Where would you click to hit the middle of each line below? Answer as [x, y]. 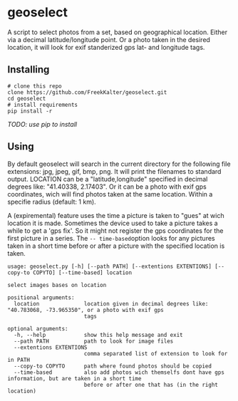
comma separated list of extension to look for [156, 353]
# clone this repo [35, 86]
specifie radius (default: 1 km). [52, 202]
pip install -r [30, 111]
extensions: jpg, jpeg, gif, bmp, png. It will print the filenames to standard [114, 171]
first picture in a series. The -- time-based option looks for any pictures [111, 238]
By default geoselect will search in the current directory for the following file [119, 164]
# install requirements [43, 105]
